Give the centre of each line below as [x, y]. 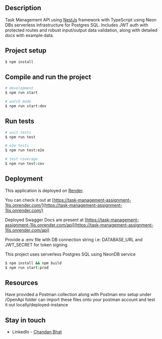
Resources [22, 283]
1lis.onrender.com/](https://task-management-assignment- [64, 205]
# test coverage [21, 159]
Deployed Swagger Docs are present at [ [46, 220]
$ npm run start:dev [26, 106]
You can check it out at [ [29, 200]
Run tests [20, 121]
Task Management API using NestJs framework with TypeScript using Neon [81, 19]
